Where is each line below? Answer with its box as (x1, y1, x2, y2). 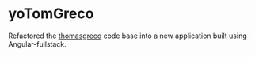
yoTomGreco (8, 5, 94, 23)
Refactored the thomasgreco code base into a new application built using (8, 31, 247, 40)
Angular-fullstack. (8, 39, 67, 48)
